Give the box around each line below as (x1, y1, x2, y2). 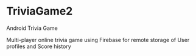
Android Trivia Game (6, 24, 58, 32)
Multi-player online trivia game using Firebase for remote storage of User (6, 36, 190, 43)
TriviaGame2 (6, 4, 73, 18)
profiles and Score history (6, 43, 71, 50)
